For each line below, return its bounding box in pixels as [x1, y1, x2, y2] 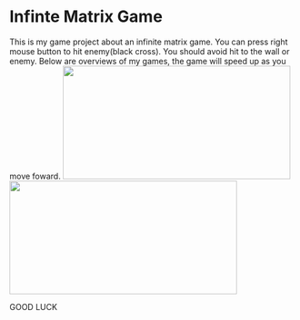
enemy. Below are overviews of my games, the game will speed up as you [9, 55, 286, 66]
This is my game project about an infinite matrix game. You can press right [9, 36, 288, 47]
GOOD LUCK [9, 301, 57, 312]
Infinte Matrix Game [9, 6, 164, 27]
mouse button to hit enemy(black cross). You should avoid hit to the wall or [9, 45, 290, 56]
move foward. [9, 170, 61, 181]
